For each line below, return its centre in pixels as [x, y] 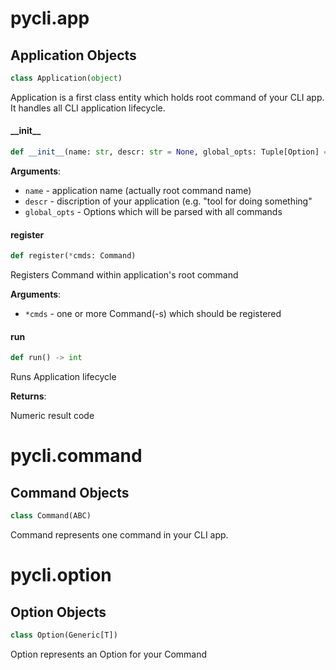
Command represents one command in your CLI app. [119, 534]
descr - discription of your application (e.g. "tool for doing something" [168, 201]
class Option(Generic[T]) [64, 635]
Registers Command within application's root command [124, 275]
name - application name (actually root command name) [138, 190]
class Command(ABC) [51, 516]
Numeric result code [52, 416]
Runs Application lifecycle [63, 377]
